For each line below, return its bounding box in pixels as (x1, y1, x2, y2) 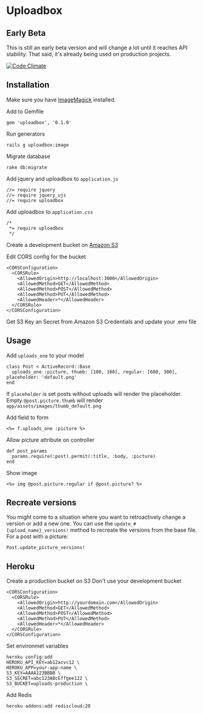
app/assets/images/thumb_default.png (6, 403, 102, 409)
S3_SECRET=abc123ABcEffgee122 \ (6, 676, 88, 682)
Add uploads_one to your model (6, 352, 84, 359)
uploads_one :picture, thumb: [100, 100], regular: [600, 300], (12, 369, 178, 375)
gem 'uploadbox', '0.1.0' (6, 119, 72, 125)
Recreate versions (6, 497, 77, 508)
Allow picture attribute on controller (6, 436, 95, 443)
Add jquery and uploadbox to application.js (6, 175, 119, 182)
